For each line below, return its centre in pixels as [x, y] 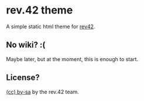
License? [23, 78]
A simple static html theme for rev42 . [51, 26]
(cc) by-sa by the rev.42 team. [42, 92]
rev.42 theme [40, 10]
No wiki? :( [26, 45]
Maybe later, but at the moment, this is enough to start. [72, 59]
